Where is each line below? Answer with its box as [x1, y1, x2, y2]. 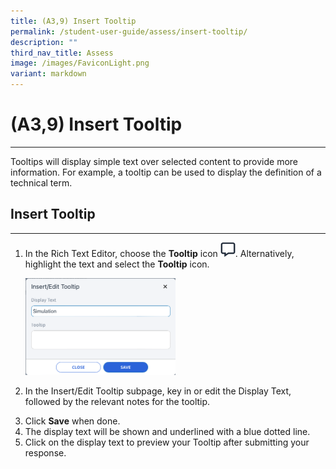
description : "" [10, 37, 78, 47]
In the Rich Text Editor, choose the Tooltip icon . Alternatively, [24, 247, 295, 259]
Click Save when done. [24, 415, 121, 427]
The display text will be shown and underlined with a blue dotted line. [24, 425, 311, 437]
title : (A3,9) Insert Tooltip [10, 16, 137, 26]
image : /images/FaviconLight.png [10, 58, 150, 69]
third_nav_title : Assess [10, 48, 114, 58]
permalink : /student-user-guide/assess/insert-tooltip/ [10, 26, 248, 37]
